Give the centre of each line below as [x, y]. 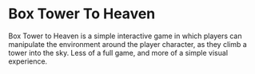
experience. [28, 61]
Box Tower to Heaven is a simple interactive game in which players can [125, 36]
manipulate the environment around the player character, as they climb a [128, 44]
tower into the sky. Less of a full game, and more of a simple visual [118, 53]
